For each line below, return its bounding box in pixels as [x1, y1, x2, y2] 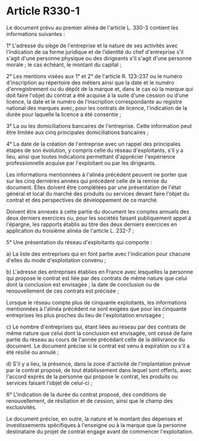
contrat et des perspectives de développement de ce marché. [6, 196, 158, 203]
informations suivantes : [6, 30, 66, 37]
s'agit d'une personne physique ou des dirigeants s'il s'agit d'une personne [6, 54, 192, 62]
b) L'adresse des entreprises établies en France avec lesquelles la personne [6, 268, 193, 275]
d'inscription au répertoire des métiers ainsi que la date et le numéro [6, 79, 174, 86]
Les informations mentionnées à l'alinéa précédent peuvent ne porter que [6, 171, 188, 178]
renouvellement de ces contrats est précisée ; [6, 287, 120, 294]
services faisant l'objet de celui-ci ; [6, 379, 93, 387]
